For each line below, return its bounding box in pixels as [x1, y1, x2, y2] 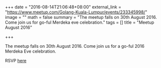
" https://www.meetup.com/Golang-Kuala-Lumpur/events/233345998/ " [5, 9, 147, 15]
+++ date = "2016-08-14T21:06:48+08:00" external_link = [5, 4, 121, 10]
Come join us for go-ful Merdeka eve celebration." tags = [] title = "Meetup [5, 19, 154, 25]
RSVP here [5, 58, 27, 63]
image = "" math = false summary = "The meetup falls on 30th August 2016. [5, 14, 157, 20]
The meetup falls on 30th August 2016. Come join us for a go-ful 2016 [5, 43, 145, 49]
